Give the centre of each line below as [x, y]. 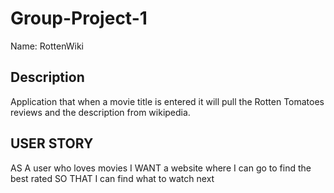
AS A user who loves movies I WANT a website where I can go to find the [161, 168]
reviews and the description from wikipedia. [100, 112]
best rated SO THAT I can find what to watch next [112, 178]
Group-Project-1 [79, 18]
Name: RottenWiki [47, 46]
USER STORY [52, 143]
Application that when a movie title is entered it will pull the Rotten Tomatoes [167, 101]
